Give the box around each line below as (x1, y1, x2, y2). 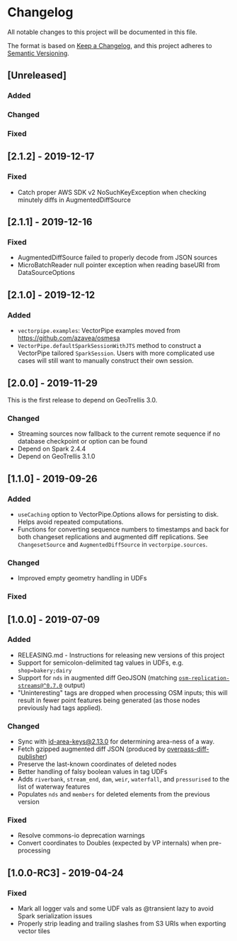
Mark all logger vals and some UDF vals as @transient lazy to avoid (17, 904, 214, 913)
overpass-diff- (167, 745, 209, 753)
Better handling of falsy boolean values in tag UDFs (17, 767, 168, 776)
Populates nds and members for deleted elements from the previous (17, 790, 210, 799)
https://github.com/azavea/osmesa (17, 334, 120, 342)
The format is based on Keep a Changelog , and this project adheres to (7, 41, 212, 50)
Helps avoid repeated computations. (17, 517, 124, 526)
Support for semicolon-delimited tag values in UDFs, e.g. (17, 658, 184, 667)
